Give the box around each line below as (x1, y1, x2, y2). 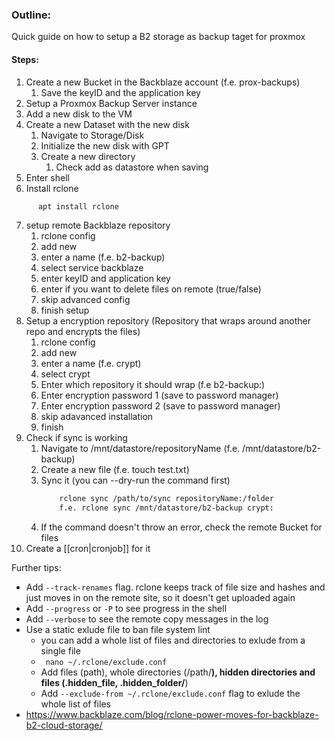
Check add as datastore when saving (55, 161, 209, 173)
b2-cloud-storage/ (25, 719, 103, 732)
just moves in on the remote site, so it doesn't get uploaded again (25, 592, 296, 604)
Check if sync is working (25, 432, 128, 444)
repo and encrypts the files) (25, 326, 141, 338)
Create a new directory (40, 150, 136, 162)
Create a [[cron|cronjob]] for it (25, 543, 151, 555)
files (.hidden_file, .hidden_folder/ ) (40, 677, 189, 689)
